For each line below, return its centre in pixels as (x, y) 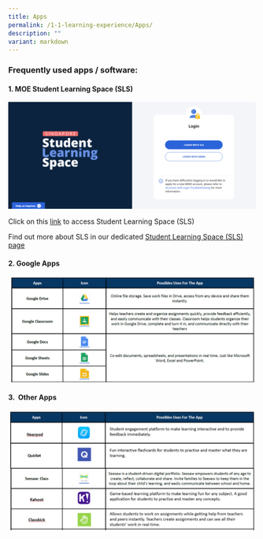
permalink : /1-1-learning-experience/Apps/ (81, 25)
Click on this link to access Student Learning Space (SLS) (102, 221)
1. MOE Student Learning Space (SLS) (71, 89)
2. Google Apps (34, 263)
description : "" (35, 33)
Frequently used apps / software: (73, 70)
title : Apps (28, 17)
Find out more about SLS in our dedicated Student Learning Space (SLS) (126, 236)
